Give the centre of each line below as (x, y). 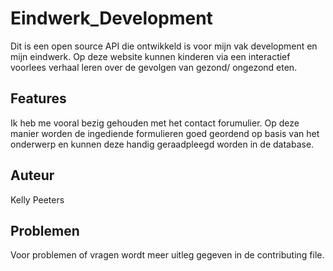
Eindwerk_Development (111, 18)
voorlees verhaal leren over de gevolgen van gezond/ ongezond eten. (154, 67)
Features (38, 98)
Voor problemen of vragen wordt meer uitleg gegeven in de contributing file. (167, 255)
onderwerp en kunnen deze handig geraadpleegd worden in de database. (162, 144)
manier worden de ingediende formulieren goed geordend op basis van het (165, 133)
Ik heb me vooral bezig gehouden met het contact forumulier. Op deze (155, 123)
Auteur (32, 175)
